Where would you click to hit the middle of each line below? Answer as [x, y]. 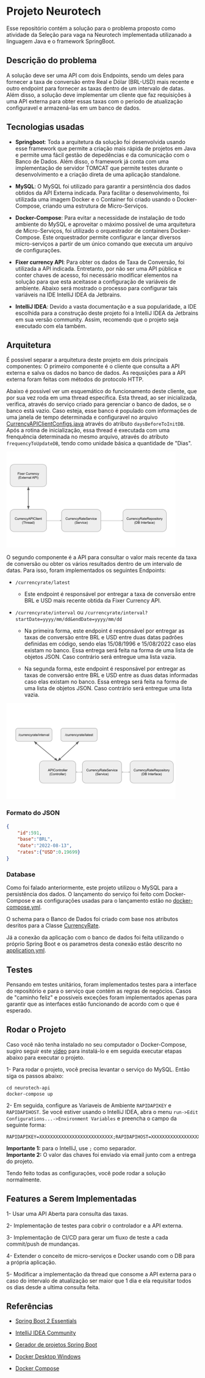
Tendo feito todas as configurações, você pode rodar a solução [86, 1173]
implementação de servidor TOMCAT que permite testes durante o [99, 168]
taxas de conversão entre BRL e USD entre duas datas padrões [103, 638]
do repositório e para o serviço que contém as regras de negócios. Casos [99, 991]
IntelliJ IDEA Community [45, 1333]
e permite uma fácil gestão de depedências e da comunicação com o [102, 155]
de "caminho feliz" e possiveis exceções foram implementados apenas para [102, 998]
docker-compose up [30, 1094]
